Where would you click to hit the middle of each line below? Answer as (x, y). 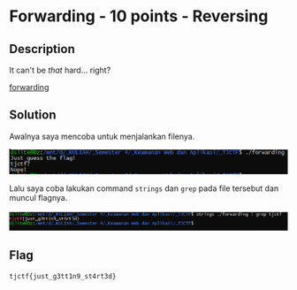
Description (42, 49)
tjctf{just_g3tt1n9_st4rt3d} (63, 277)
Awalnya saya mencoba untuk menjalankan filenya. (102, 136)
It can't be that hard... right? (60, 70)
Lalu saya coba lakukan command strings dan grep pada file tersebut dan (144, 188)
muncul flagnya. (38, 197)
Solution (33, 115)
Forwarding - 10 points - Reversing (139, 16)
